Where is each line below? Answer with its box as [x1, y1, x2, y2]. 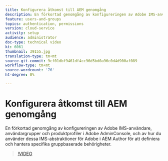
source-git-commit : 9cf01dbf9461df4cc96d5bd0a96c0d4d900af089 [5, 58, 137, 63]
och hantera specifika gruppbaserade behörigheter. [5, 141, 111, 147]
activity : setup [5, 30, 39, 35]
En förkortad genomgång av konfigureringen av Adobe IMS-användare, [5, 125, 152, 131]
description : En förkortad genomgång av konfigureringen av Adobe [5, 12, 146, 17]
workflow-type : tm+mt [5, 63, 50, 68]
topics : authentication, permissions [5, 21, 84, 26]
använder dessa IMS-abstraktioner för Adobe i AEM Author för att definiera [5, 136, 160, 142]
